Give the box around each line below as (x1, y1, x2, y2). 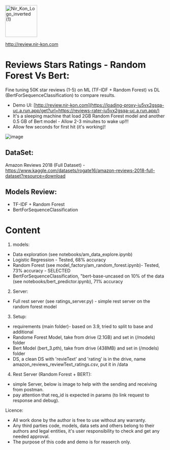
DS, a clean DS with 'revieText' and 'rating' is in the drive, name (12, 356, 146, 362)
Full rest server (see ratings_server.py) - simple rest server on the (12, 298, 150, 304)
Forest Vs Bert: (5, 70, 70, 82)
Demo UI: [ (12, 102, 36, 108)
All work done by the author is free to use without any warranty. (12, 417, 147, 423)
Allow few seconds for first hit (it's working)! (12, 123, 106, 130)
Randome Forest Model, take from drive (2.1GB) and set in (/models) (12, 334, 155, 340)
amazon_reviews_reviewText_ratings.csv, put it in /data (12, 361, 128, 367)
